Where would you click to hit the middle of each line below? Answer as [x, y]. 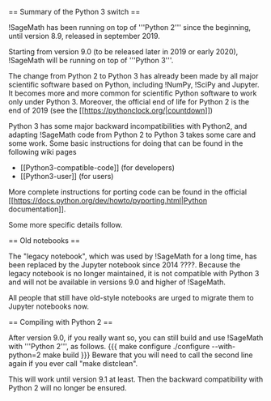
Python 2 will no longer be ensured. [68, 388]
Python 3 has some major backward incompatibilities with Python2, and [128, 126]
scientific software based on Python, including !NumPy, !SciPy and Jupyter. [134, 85]
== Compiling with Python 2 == [61, 322]
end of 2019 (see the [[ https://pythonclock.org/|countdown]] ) [110, 110]
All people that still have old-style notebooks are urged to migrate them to [131, 298]
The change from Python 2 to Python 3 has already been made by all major [133, 76]
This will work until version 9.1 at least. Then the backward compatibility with [136, 379]
